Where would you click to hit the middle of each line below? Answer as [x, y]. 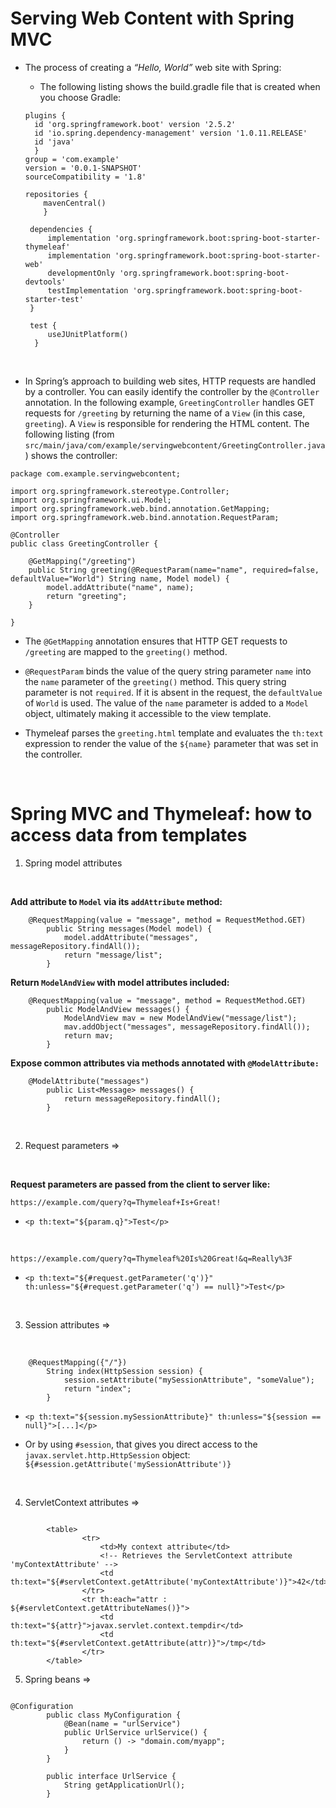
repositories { [56, 194]
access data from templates [129, 835]
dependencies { [61, 229]
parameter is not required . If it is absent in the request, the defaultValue [173, 692]
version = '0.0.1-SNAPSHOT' [83, 168]
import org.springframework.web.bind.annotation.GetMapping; [140, 508]
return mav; [88, 1035]
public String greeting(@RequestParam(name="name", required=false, [174, 570]
